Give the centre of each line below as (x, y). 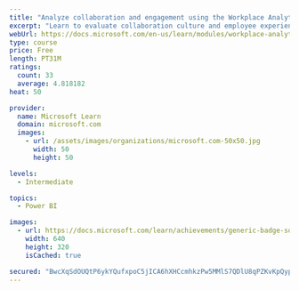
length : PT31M (36, 59)
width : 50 (51, 149)
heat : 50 (25, 92)
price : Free (31, 51)
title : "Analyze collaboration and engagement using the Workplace (137, 17)
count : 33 (35, 76)
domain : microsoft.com (59, 125)
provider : (28, 108)
